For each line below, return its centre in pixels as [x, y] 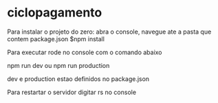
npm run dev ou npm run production [58, 65]
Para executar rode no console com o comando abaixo [85, 52]
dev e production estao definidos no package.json [78, 79]
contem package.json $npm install [56, 38]
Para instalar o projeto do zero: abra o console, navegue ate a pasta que [109, 32]
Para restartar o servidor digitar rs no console [72, 92]
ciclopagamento [55, 13]
